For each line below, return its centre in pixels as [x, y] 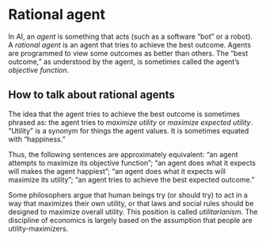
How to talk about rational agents [92, 95]
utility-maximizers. [38, 228]
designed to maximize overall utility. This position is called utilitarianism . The [133, 212]
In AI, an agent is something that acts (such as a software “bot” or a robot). [131, 36]
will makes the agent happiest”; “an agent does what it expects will [117, 171]
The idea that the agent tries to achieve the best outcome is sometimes [124, 114]
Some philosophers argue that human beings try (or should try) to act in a [128, 194]
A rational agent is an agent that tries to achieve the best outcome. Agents [130, 44]
